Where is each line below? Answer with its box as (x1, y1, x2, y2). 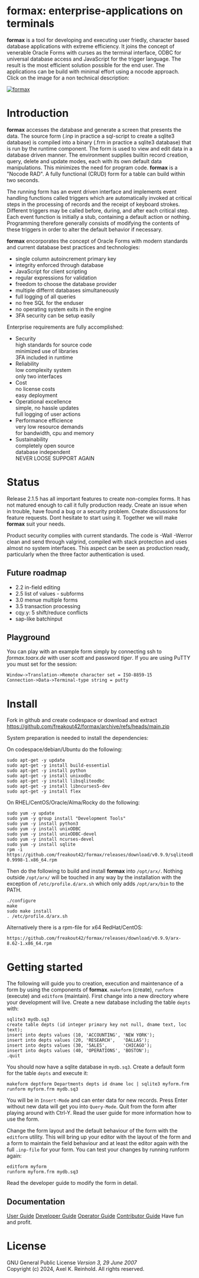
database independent (15, 448, 70, 455)
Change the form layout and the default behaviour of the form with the (6, 1127, 178, 1134)
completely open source (15, 442, 75, 449)
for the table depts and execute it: (6, 1070, 89, 1077)
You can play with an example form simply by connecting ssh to (6, 648, 162, 655)
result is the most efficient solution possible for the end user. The (6, 61, 165, 69)
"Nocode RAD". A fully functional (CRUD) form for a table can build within (6, 170, 185, 177)
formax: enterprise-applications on (6, 4, 184, 18)
